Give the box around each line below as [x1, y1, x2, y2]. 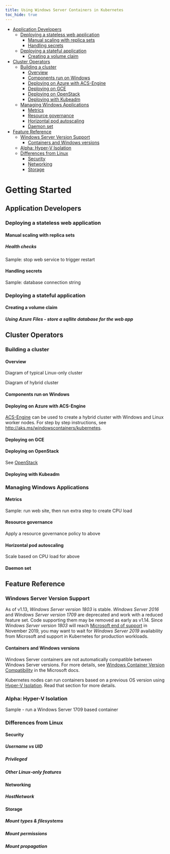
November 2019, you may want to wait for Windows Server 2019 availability [5, 628, 163, 634]
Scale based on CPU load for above [5, 554, 80, 560]
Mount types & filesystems [5, 817, 63, 824]
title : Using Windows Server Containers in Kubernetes [5, 7, 124, 13]
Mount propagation [5, 843, 47, 849]
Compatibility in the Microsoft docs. [5, 667, 80, 673]
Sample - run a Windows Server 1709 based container [5, 706, 118, 712]
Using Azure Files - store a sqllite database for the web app [5, 316, 133, 322]
